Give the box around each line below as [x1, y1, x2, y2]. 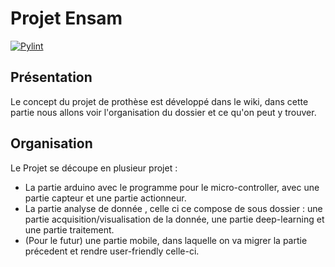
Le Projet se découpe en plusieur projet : [10, 162, 178, 174]
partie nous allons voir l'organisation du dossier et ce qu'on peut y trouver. [10, 106, 317, 118]
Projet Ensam [10, 7, 123, 30]
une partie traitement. [24, 223, 115, 236]
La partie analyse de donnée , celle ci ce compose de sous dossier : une [24, 202, 323, 214]
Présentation [10, 69, 93, 86]
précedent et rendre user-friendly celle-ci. [24, 245, 200, 257]
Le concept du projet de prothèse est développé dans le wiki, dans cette [10, 95, 309, 107]
